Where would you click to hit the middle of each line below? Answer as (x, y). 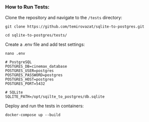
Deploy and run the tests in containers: (44, 106)
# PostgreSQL (19, 62)
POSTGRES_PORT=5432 (25, 84)
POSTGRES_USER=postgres (30, 71)
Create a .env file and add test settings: (45, 44)
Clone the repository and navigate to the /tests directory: (64, 18)
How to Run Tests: (27, 7)
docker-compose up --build (33, 115)
